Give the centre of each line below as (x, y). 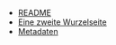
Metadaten (38, 31)
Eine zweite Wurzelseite (62, 22)
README (35, 13)
